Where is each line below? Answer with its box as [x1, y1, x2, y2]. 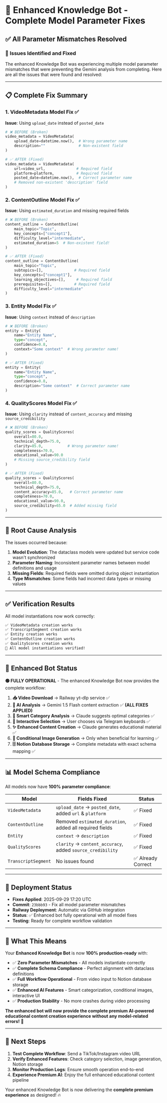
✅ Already [133, 855, 158, 862]
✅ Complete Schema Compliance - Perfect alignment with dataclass [12, 965, 154, 971]
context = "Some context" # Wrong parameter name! [14, 347, 119, 352]
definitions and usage [12, 565, 57, 571]
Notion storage [12, 1061, 43, 1067]
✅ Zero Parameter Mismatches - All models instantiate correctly [12, 960, 146, 966]
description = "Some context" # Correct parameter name [14, 384, 130, 389]
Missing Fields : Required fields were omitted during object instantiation [12, 570, 159, 576]
